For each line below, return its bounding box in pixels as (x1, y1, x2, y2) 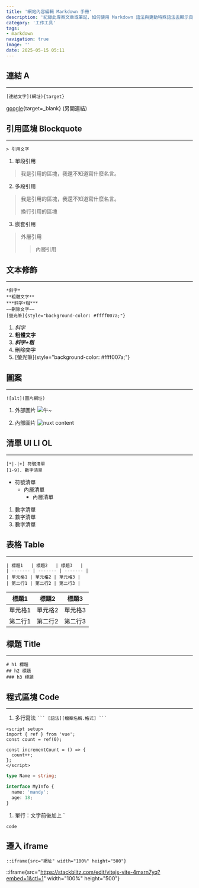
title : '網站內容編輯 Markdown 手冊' (6, 8, 92, 15)
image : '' (6, 42, 31, 48)
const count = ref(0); (6, 737, 62, 743)
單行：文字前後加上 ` (14, 811, 65, 819)
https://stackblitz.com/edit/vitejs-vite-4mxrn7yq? (40, 868, 161, 876)
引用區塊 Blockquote (6, 123, 82, 133)
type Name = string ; (6, 773, 57, 779)
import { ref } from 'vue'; (6, 731, 76, 737)
